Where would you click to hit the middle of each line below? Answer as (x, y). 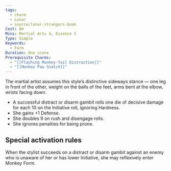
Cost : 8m (15, 29)
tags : (11, 10)
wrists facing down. (26, 92)
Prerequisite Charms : (28, 57)
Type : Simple (19, 39)
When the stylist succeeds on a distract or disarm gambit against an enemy (85, 152)
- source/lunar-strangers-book (43, 24)
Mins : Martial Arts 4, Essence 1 (41, 34)
